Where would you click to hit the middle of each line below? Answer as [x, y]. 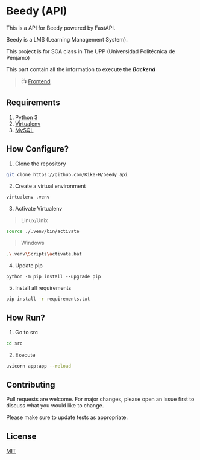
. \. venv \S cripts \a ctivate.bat [44, 254]
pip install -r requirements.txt [48, 299]
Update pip [29, 266]
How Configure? [38, 149]
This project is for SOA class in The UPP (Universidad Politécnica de [91, 51]
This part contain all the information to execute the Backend [81, 69]
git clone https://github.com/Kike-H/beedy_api [67, 174]
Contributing [31, 385]
